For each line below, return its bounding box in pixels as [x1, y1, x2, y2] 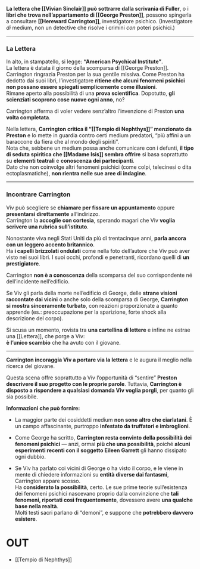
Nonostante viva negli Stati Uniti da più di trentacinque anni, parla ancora [6, 234, 186, 242]
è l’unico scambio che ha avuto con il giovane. [6, 339, 121, 346]
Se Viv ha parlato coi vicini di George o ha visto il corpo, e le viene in [14, 465, 183, 472]
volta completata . [6, 114, 51, 121]
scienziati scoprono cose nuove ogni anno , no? [6, 96, 125, 103]
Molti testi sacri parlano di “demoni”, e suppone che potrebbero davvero [14, 509, 193, 516]
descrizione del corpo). [6, 314, 64, 321]
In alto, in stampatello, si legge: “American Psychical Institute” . [6, 58, 163, 65]
